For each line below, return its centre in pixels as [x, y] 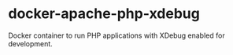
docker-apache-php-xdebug [104, 14]
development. [30, 43]
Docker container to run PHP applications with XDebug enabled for [117, 35]
